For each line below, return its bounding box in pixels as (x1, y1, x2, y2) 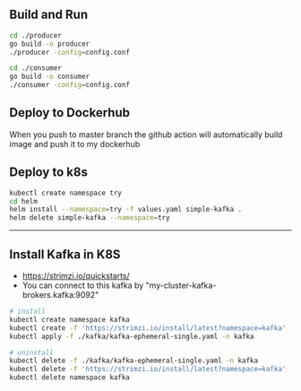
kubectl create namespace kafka (9, 315, 130, 324)
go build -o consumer (9, 72, 90, 82)
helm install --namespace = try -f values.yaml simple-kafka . (9, 205, 243, 214)
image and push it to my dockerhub (9, 138, 141, 149)
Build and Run (9, 7, 88, 22)
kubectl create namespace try (9, 188, 123, 197)
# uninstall (9, 348, 54, 357)
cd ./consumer (9, 64, 63, 73)
